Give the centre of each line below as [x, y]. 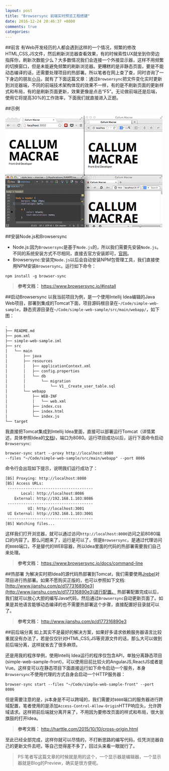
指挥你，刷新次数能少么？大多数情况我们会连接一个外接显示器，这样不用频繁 [84, 60]
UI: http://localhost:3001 [56, 509]
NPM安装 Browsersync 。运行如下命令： [57, 266]
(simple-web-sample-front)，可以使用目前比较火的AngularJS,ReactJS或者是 [84, 662]
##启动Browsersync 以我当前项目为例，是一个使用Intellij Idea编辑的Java [80, 297]
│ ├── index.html [35, 412]
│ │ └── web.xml [36, 402]
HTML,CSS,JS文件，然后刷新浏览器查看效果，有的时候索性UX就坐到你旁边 [82, 54]
